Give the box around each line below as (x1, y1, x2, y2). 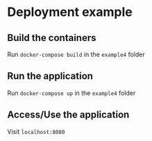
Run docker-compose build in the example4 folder (7, 50, 145, 58)
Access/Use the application (7, 109, 130, 121)
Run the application (7, 70, 94, 82)
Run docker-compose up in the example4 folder (7, 88, 136, 97)
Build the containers (7, 32, 96, 44)
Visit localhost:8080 (7, 127, 65, 135)
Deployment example (7, 4, 133, 20)
